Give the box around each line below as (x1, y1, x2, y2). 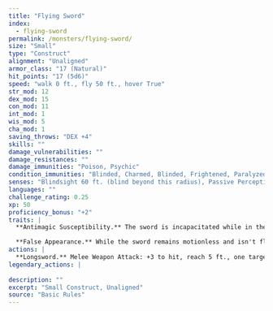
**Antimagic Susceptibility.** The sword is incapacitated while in (15, 223, 253, 231)
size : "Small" (8, 42, 57, 50)
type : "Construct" (8, 50, 71, 58)
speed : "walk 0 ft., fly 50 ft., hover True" (8, 80, 165, 88)
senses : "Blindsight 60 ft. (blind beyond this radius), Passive (8, 178, 234, 187)
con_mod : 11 (8, 102, 49, 110)
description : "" (8, 275, 63, 284)
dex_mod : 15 (8, 95, 49, 103)
